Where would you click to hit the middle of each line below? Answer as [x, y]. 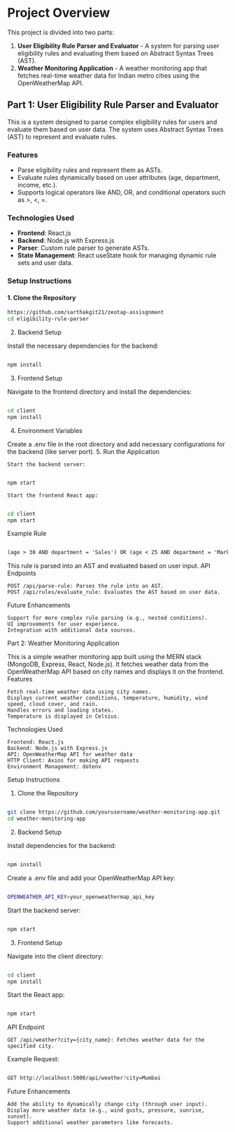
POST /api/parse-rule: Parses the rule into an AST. [86, 586]
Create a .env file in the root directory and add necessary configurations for [116, 444]
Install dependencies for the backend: [62, 846]
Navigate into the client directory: [55, 956]
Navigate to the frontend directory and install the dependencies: [100, 392]
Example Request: [33, 1059]
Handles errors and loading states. [60, 710]
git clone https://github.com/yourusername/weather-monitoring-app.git [114, 812]
